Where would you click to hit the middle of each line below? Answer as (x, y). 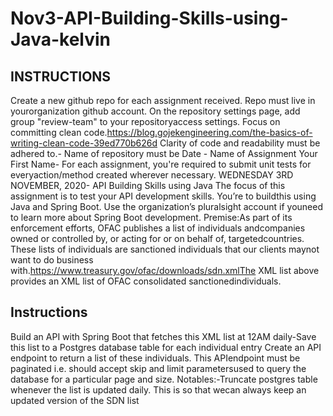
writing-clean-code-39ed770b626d (84, 143)
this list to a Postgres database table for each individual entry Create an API (166, 347)
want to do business (52, 260)
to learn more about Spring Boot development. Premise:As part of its (151, 217)
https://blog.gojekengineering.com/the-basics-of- (209, 132)
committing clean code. (59, 132)
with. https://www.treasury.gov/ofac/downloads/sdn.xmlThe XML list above (165, 270)
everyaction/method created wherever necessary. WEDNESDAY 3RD (152, 175)
